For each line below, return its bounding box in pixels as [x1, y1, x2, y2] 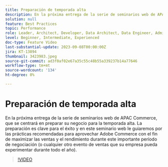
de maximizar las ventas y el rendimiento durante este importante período [5, 136, 157, 142]
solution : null [5, 16, 37, 21]
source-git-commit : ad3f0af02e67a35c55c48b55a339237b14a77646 [5, 58, 137, 63]
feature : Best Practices [5, 21, 57, 26]
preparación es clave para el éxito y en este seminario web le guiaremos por [5, 125, 162, 131]
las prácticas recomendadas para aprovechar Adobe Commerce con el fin [5, 130, 158, 136]
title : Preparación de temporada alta [5, 7, 86, 12]
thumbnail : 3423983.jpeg [5, 53, 57, 59]
